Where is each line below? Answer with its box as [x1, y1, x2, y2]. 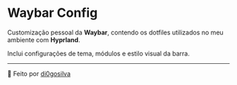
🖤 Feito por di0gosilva [7, 69, 71, 78]
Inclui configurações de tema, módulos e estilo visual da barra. [7, 49, 190, 58]
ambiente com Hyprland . [7, 35, 80, 44]
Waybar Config [7, 5, 98, 21]
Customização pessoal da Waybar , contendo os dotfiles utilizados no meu [7, 28, 224, 37]
